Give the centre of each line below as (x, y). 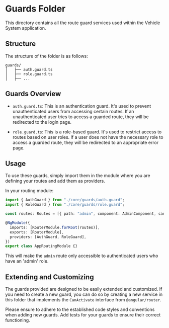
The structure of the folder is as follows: (47, 56)
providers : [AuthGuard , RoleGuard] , (48, 237)
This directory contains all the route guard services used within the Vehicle (83, 23)
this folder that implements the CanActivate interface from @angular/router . (83, 300)
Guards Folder (35, 9)
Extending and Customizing (50, 277)
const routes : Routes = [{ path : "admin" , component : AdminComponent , (81, 214)
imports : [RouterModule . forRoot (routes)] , (55, 227)
